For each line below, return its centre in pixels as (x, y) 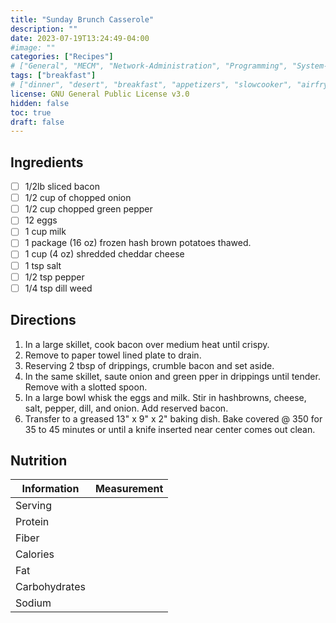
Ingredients (47, 162)
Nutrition (39, 460)
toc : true (31, 112)
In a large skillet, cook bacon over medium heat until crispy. (147, 344)
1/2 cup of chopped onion (78, 198)
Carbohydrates (50, 587)
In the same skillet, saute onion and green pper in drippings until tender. (172, 376)
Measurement (129, 489)
